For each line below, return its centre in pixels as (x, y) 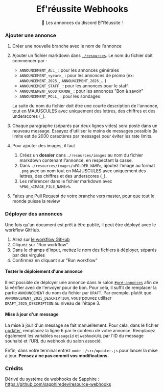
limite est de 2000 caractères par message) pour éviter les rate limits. (82, 136)
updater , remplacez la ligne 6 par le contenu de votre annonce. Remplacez (80, 330)
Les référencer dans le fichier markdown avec (66, 181)
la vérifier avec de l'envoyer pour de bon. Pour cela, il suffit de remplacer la (81, 287)
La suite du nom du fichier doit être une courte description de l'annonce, (85, 106)
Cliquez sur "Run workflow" (40, 244)
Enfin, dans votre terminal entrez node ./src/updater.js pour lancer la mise (82, 350)
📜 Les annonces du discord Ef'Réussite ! (82, 23)
